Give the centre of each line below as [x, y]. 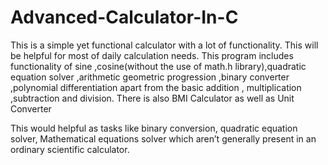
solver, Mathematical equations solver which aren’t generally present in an [163, 138]
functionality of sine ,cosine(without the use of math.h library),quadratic [158, 66]
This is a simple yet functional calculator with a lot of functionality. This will [164, 45]
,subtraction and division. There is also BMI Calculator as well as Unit [152, 98]
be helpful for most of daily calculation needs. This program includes [152, 55]
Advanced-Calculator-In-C [124, 17]
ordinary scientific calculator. [70, 149]
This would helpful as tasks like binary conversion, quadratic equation [154, 128]
